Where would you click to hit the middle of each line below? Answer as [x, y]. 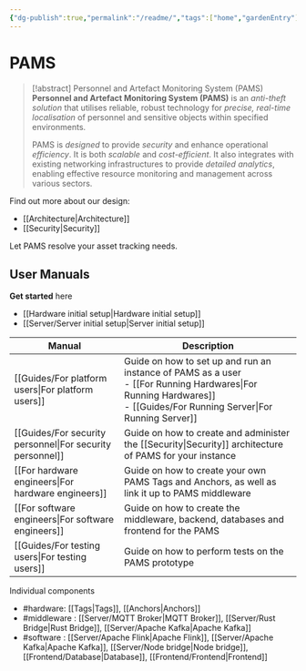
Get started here [41, 296]
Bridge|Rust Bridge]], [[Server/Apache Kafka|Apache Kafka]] [137, 628]
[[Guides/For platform [61, 379]
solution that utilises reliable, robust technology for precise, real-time [161, 107]
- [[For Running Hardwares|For [191, 384]
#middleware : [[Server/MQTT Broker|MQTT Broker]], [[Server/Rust [149, 618]
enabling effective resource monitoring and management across [152, 173]
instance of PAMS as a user [183, 372]
